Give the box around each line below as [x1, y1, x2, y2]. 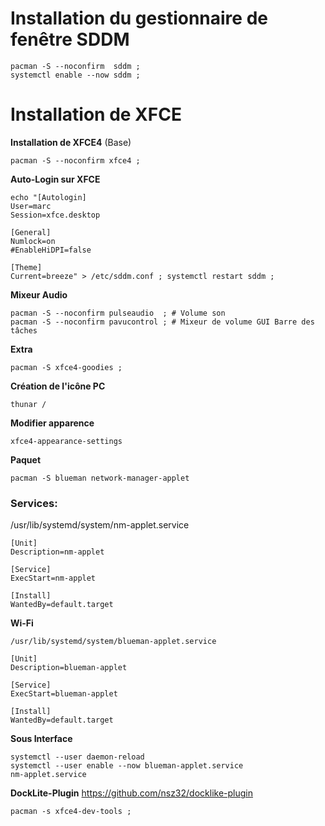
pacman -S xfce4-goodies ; [10, 362, 123, 372]
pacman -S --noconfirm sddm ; [10, 61, 141, 71]
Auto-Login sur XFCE [10, 173, 101, 185]
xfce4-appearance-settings [10, 436, 123, 446]
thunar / [10, 399, 47, 409]
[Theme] [10, 262, 43, 272]
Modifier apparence [10, 417, 95, 429]
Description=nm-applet [10, 547, 105, 557]
